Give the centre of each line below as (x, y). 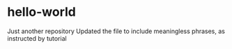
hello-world (42, 12)
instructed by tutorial (37, 38)
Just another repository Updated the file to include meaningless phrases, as (116, 31)
